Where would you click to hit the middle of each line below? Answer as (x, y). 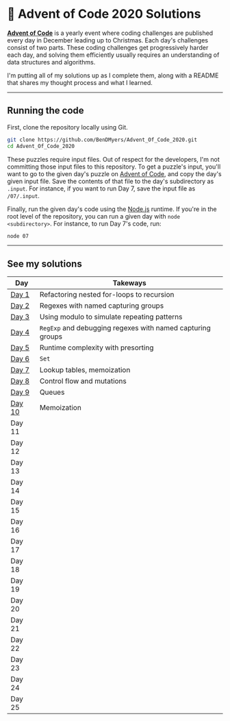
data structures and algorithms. (51, 62)
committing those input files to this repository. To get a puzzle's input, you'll (114, 167)
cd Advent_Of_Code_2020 (41, 146)
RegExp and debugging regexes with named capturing (125, 328)
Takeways (130, 283)
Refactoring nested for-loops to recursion (107, 295)
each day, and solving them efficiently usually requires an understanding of (113, 55)
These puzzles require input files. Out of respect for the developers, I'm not (114, 159)
